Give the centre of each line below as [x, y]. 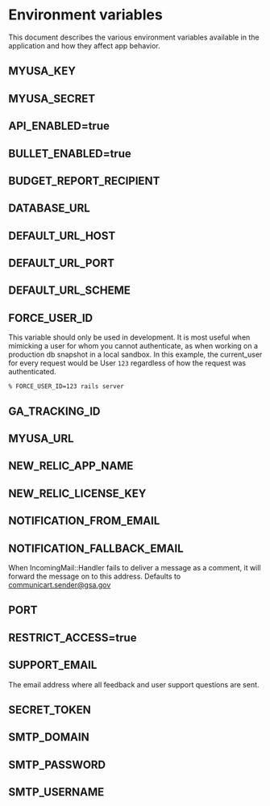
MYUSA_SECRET [52, 98]
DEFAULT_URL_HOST [62, 236]
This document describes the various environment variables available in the [134, 37]
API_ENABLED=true [59, 126]
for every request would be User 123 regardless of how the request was [127, 363]
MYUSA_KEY [42, 71]
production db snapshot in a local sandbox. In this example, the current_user [135, 355]
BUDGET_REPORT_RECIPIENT [84, 180]
